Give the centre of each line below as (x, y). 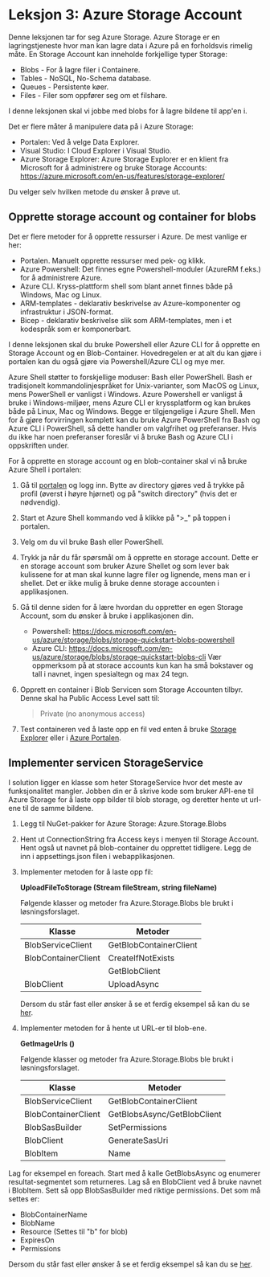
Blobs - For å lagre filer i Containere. (80, 69)
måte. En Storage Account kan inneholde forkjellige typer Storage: (118, 54)
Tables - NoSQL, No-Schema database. (85, 78)
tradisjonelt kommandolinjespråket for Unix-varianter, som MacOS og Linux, (134, 385)
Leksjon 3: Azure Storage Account (125, 15)
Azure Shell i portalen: (45, 469)
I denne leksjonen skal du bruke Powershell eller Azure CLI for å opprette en (134, 344)
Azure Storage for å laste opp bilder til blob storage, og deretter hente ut (128, 799)
